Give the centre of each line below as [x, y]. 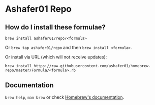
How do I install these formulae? [55, 27]
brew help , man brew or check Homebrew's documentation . [65, 97]
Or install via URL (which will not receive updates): [56, 57]
